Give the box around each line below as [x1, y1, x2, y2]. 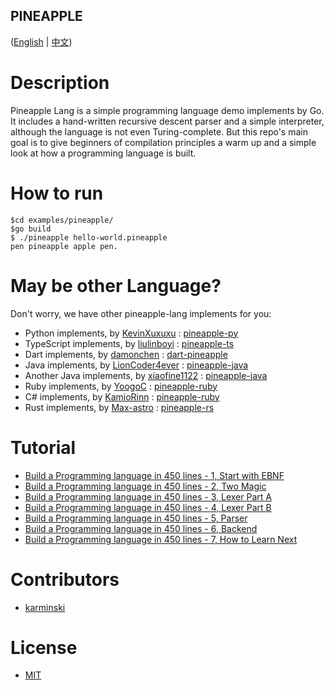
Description [10, 72, 110, 94]
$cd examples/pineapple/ [10, 215, 114, 225]
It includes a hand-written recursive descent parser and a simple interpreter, [10, 115, 325, 127]
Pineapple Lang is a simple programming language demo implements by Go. [10, 104, 325, 116]
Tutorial [10, 436, 77, 459]
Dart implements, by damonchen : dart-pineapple [24, 348, 228, 360]
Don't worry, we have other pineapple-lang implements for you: [10, 307, 272, 319]
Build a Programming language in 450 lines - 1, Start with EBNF [24, 469, 285, 481]
